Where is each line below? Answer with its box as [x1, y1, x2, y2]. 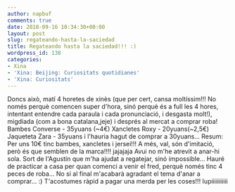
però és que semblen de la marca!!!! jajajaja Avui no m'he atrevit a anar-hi [7, 147, 220, 155]
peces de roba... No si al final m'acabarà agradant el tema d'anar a [7, 169, 201, 178]
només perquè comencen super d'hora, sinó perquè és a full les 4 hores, [7, 103, 219, 111]
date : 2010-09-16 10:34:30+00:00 [7, 23, 106, 30]
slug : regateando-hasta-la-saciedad [7, 37, 115, 44]
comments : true [7, 17, 52, 24]
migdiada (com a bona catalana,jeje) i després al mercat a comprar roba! [7, 117, 218, 126]
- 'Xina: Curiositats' [7, 75, 74, 83]
